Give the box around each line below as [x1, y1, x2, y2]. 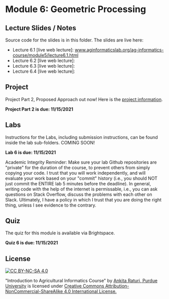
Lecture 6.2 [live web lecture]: [12, 58, 75, 64]
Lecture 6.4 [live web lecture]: [12, 68, 76, 74]
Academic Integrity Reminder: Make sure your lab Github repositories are [5, 159, 157, 165]
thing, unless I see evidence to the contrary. [5, 202, 97, 208]
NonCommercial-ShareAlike [5, 288, 63, 294]
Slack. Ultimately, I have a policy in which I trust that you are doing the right [5, 196, 162, 203]
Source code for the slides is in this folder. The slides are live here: [5, 37, 144, 43]
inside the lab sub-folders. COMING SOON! [5, 139, 95, 145]
